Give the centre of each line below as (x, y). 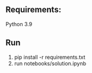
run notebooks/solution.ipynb (50, 63)
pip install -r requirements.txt (50, 57)
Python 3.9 (19, 24)
